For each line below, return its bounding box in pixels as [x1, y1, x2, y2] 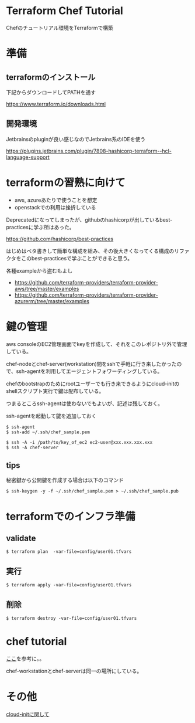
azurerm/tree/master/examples [14, 297, 89, 304]
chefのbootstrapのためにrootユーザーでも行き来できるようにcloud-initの [6, 380, 180, 387]
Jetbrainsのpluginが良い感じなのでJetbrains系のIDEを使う [6, 135, 146, 142]
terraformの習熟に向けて [6, 176, 126, 189]
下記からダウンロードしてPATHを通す [6, 89, 96, 96]
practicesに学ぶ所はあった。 [6, 223, 75, 230]
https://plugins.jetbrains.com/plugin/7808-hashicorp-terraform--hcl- [6, 147, 172, 154]
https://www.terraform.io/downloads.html [6, 100, 106, 107]
